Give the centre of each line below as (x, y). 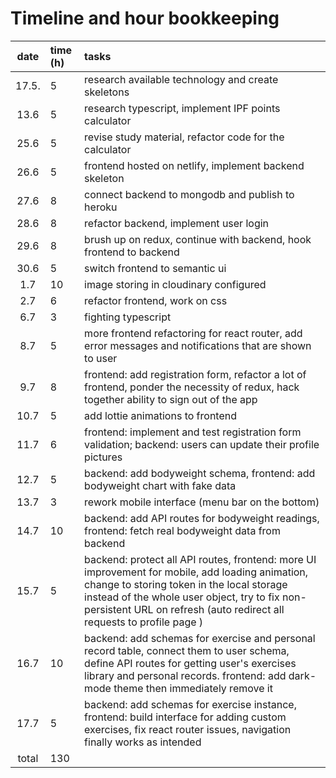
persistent (108, 609)
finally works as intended (143, 742)
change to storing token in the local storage (186, 584)
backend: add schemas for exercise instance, (190, 704)
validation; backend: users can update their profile (202, 444)
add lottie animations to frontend (160, 415)
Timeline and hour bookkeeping (145, 18)
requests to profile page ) (144, 622)
